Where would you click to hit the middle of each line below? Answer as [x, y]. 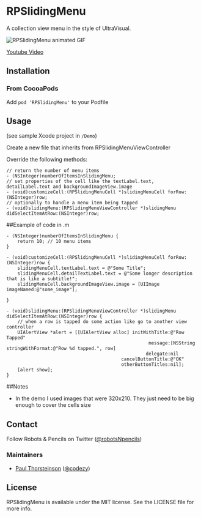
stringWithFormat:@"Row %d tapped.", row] [61, 349]
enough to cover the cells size [53, 405]
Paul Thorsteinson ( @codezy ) [53, 468]
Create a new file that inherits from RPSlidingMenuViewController [89, 147]
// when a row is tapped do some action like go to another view [102, 322]
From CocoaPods [32, 89]
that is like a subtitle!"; [42, 279]
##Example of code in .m [38, 225]
